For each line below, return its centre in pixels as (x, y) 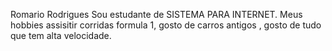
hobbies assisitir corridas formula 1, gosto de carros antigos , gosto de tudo (166, 25)
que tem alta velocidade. (61, 35)
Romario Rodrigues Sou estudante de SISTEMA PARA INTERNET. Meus (156, 14)
